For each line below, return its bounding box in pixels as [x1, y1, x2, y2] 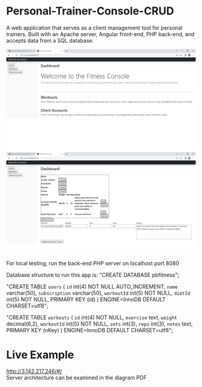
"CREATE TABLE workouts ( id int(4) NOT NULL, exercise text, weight [6, 314, 177, 321]
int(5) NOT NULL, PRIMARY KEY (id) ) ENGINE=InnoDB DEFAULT [6, 296, 167, 303]
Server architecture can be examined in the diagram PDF [6, 374, 147, 382]
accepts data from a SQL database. [6, 37, 94, 44]
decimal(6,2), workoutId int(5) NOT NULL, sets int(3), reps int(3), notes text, [6, 320, 194, 327]
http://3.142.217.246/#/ [6, 368, 63, 375]
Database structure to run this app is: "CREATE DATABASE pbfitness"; [6, 271, 179, 279]
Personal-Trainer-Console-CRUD [6, 4, 174, 18]
